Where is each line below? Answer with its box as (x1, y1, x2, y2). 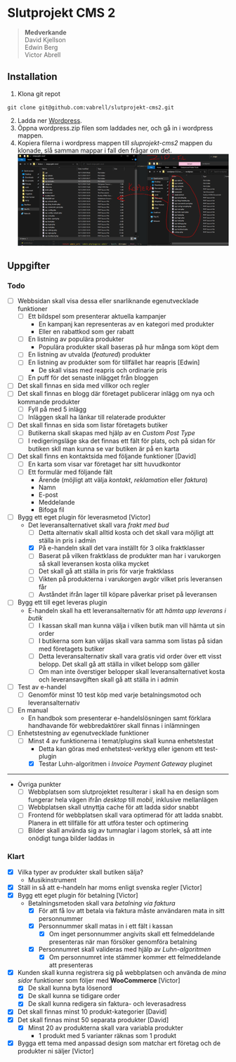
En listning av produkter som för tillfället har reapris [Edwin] (27, 358, 200, 366)
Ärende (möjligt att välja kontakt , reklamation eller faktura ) (38, 476, 209, 484)
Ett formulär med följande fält (27, 467, 113, 476)
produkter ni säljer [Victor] (17, 1047, 94, 1055)
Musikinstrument (27, 875, 77, 884)
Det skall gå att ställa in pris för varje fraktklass (38, 567, 174, 576)
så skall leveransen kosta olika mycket (38, 559, 150, 568)
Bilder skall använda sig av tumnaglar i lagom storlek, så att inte (27, 826, 212, 835)
